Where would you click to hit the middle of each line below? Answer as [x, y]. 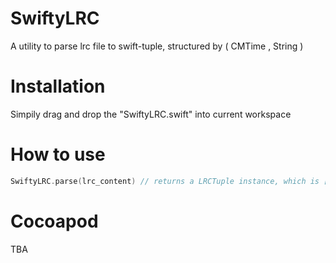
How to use [58, 154]
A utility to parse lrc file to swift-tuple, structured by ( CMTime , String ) [157, 46]
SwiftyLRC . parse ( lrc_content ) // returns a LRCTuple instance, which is [165, 181]
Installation [58, 86]
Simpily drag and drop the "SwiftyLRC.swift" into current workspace [151, 114]
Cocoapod [54, 221]
